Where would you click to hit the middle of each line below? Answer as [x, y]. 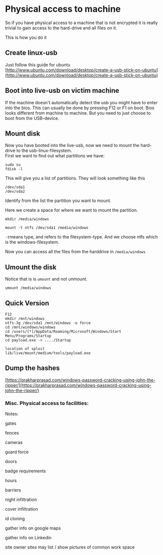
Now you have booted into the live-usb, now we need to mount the [72, 146]
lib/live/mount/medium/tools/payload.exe [48, 353]
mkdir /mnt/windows [25, 319]
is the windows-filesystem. [32, 242]
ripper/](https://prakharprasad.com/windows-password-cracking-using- [78, 385]
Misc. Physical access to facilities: [47, 403]
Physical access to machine [63, 9]
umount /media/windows [28, 288]
